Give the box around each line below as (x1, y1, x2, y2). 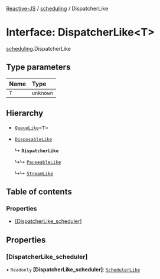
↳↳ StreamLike (14, 169, 53, 176)
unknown (31, 90, 53, 96)
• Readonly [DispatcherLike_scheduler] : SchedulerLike (6, 265, 141, 273)
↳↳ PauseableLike (14, 158, 61, 165)
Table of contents (6, 186, 72, 196)
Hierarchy (6, 109, 44, 119)
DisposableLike (14, 136, 53, 142)
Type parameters (6, 62, 71, 73)
